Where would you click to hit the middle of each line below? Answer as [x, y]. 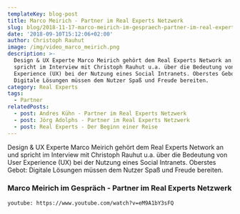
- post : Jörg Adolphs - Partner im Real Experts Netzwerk [102, 120]
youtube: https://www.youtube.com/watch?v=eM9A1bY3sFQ [91, 203]
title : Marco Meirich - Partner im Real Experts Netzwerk [95, 21]
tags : [15, 93]
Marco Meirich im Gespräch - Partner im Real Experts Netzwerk [120, 188]
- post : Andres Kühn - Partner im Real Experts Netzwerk [100, 113]
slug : [15, 27]
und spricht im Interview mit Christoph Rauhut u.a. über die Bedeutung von [117, 155]
